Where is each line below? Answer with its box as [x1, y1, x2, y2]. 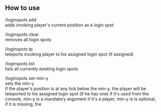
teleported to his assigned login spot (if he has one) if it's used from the [5, 91, 149, 96]
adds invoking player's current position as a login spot [5, 22, 114, 28]
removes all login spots [5, 37, 52, 42]
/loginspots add [5, 17, 37, 22]
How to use [5, 4, 40, 12]
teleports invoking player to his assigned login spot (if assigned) [5, 51, 134, 57]
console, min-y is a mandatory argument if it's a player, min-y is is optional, [5, 96, 156, 102]
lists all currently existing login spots [5, 66, 78, 72]
